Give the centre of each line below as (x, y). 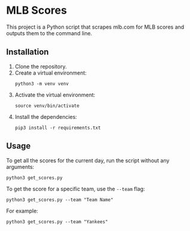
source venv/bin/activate (47, 106)
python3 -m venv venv (42, 84)
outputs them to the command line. (49, 33)
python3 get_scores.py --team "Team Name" (60, 200)
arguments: (20, 167)
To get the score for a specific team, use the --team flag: (76, 189)
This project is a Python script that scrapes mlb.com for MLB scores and (95, 27)
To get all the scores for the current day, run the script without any (88, 160)
